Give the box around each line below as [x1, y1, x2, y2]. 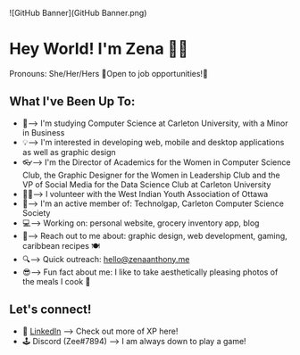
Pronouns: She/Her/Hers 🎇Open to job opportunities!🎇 [9, 68, 208, 78]
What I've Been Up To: [9, 94, 136, 110]
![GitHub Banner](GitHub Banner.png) [9, 8, 147, 18]
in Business [21, 127, 65, 137]
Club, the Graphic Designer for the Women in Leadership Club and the [21, 169, 280, 180]
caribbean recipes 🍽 [21, 240, 101, 251]
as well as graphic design [21, 146, 116, 157]
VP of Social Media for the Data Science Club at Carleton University [21, 178, 271, 190]
